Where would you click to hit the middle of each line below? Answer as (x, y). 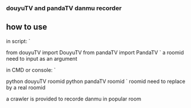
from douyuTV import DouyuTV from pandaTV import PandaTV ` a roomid (95, 52)
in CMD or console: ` (31, 70)
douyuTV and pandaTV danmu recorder (64, 8)
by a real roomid (26, 87)
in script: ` (18, 41)
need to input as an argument (42, 58)
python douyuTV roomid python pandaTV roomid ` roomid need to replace (96, 81)
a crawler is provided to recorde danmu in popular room (74, 99)
